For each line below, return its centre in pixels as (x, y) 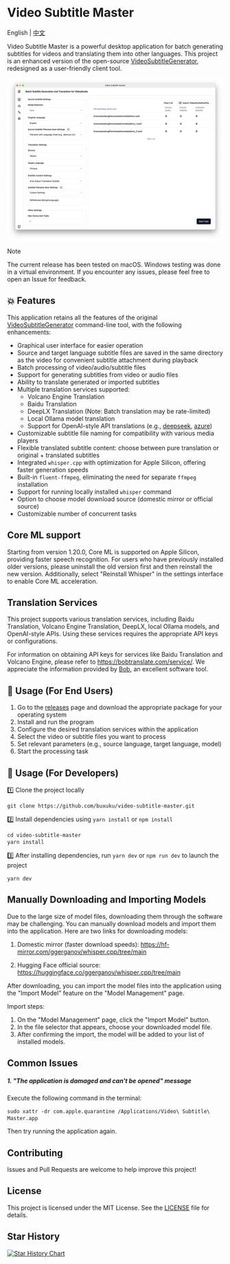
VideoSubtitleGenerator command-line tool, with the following (94, 324)
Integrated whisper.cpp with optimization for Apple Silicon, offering (111, 462)
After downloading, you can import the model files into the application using (114, 985)
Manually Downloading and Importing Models (107, 900)
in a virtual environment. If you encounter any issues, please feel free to (108, 272)
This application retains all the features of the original (82, 317)
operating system (42, 715)
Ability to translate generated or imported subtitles (88, 382)
